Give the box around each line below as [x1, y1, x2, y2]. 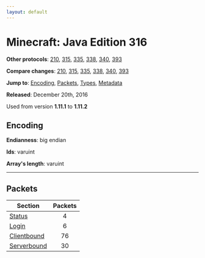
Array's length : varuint [6, 160, 64, 168]
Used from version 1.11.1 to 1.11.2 [6, 102, 88, 110]
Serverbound [9, 242, 48, 250]
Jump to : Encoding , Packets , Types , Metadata [6, 79, 123, 86]
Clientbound [9, 232, 45, 240]
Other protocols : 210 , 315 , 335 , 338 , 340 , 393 [6, 56, 122, 63]
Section [16, 202, 40, 210]
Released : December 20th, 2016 [6, 91, 88, 98]
